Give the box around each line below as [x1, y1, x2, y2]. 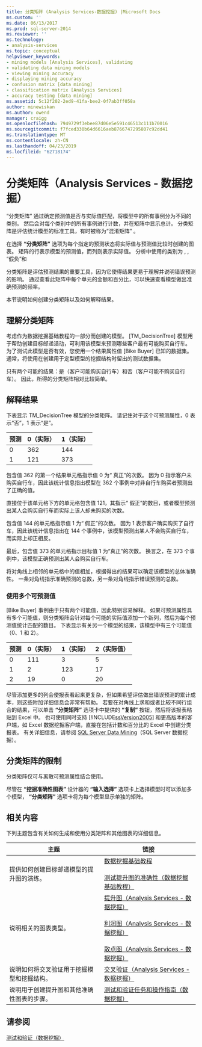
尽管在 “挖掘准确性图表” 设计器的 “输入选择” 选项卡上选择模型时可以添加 [6, 786, 187, 793]
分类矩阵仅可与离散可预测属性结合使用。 [6, 773, 106, 780]
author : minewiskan [6, 103, 55, 110]
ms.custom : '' [6, 14, 42, 20]
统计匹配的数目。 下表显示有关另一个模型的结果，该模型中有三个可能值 [16, 622, 192, 629]
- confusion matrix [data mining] [6, 82, 93, 88]
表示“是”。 [29, 419, 57, 427]
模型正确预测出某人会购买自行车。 [26, 555, 112, 563]
